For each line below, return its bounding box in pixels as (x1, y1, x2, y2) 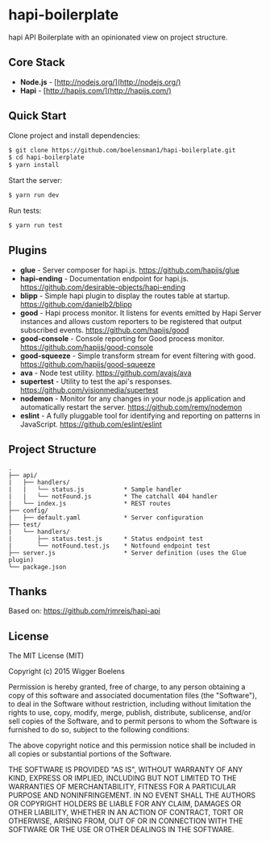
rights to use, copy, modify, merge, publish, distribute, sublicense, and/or (8, 708, 251, 718)
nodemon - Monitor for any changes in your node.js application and (19, 393, 246, 403)
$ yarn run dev (8, 191, 60, 199)
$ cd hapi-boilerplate (8, 153, 85, 162)
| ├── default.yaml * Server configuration (8, 514, 204, 522)
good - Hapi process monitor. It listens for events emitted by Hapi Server (19, 308, 262, 318)
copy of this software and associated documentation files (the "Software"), (8, 691, 258, 701)
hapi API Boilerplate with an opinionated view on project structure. (8, 32, 228, 42)
